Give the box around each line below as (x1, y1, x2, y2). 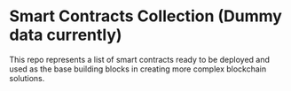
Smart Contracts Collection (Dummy (9, 6, 282, 27)
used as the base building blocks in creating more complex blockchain (9, 64, 267, 74)
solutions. (9, 72, 45, 83)
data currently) (9, 25, 122, 45)
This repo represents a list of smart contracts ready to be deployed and (9, 54, 271, 64)
